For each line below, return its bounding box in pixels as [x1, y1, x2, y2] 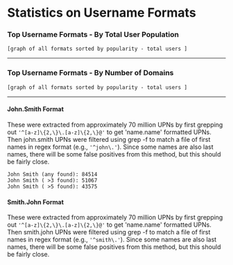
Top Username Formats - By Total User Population [7, 30, 179, 40]
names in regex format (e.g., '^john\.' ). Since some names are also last [7, 143, 214, 151]
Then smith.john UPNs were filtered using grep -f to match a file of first [7, 228, 211, 236]
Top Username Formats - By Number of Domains [7, 68, 174, 78]
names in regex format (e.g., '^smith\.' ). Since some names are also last [7, 235, 217, 244]
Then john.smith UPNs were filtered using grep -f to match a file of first [7, 135, 211, 143]
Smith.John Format [7, 198, 64, 206]
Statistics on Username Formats [7, 5, 196, 21]
